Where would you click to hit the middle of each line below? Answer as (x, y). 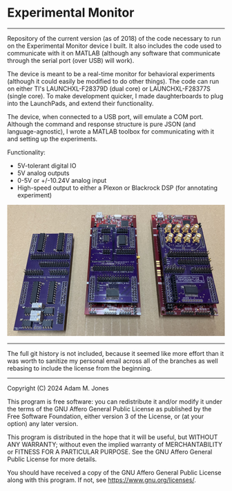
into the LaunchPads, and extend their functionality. (80, 103)
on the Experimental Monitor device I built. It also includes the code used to (115, 46)
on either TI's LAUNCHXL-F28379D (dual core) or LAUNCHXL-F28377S (109, 89)
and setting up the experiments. (52, 139)
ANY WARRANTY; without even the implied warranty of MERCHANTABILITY (115, 445)
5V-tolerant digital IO (47, 166)
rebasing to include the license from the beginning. (80, 368)
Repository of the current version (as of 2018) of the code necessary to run (114, 38)
